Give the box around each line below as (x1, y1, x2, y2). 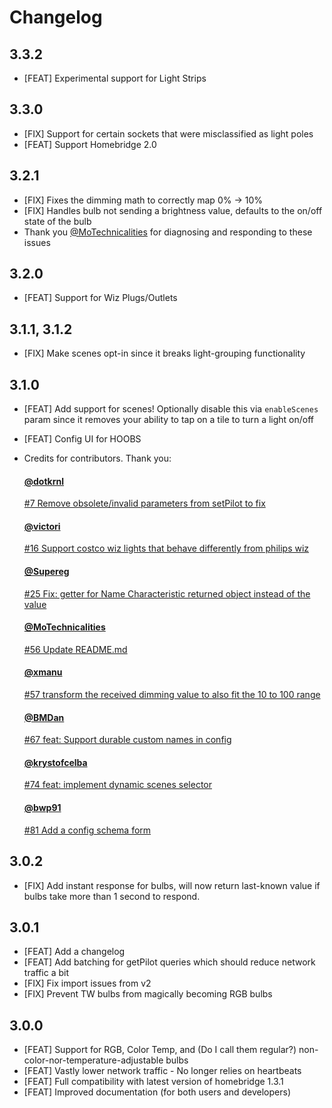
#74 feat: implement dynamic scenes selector (23, 779, 212, 791)
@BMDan (23, 711, 65, 723)
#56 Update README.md (23, 643, 128, 655)
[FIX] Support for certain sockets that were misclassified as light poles (23, 127, 314, 140)
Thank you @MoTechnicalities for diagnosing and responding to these (23, 226, 313, 238)
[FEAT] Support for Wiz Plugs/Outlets (23, 292, 178, 304)
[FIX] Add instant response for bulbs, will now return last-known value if (23, 879, 321, 891)
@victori (23, 520, 61, 532)
